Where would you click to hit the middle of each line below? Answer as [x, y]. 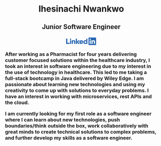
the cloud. [17, 102]
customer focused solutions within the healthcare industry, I [77, 60]
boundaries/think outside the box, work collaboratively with [77, 126]
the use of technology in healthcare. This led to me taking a [76, 73]
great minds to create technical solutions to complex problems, [81, 131]
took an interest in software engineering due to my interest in [78, 66]
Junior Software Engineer [81, 27]
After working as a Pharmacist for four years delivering [71, 54]
